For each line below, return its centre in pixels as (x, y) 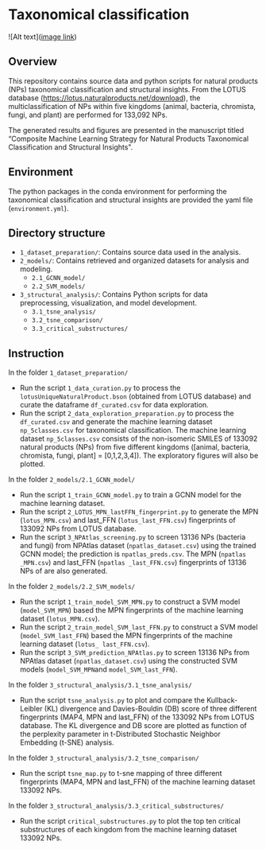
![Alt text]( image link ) (42, 37)
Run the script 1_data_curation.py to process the (100, 388)
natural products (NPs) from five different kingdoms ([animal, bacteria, (135, 447)
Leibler (31, 709)
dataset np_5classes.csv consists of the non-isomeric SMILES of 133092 (139, 438)
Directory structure (57, 233)
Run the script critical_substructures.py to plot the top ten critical (130, 821)
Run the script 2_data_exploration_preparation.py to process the (127, 413)
